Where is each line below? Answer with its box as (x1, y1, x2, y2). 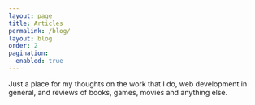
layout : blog (8, 34, 53, 43)
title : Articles (8, 19, 63, 27)
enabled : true (15, 57, 63, 65)
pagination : (8, 49, 49, 57)
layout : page (8, 11, 53, 20)
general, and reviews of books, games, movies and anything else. (8, 87, 228, 97)
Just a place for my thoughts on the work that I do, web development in (8, 78, 248, 89)
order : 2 (8, 42, 38, 50)
